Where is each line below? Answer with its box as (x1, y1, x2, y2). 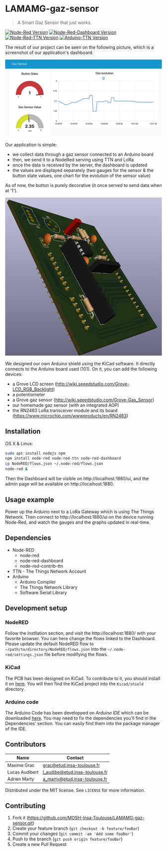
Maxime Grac (7, 762, 35, 768)
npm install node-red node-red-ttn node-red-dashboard (5, 456, 121, 461)
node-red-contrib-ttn (19, 563, 64, 569)
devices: (5, 371, 23, 377)
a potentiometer (12, 391, 46, 397)
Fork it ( (12, 815, 29, 821)
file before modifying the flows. (44, 652, 108, 658)
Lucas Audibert (7, 769, 39, 775)
